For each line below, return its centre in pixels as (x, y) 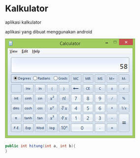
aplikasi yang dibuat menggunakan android (49, 32)
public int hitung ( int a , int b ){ (41, 146)
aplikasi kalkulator (23, 22)
